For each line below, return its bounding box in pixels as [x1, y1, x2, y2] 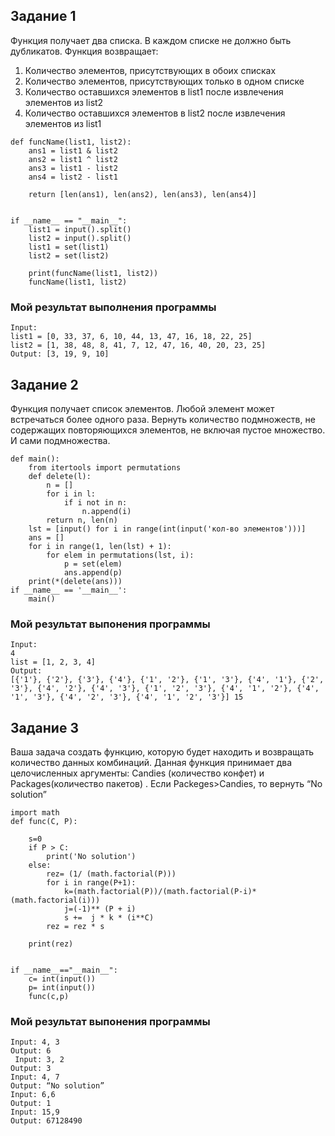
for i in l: [46, 489, 97, 499]
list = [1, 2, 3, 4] [10, 657, 97, 668]
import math [10, 808, 60, 818]
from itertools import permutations [28, 462, 182, 473]
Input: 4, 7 [10, 1072, 60, 1083]
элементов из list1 [24, 117, 102, 129]
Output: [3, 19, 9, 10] [10, 349, 110, 359]
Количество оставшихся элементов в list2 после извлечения [24, 107, 286, 119]
